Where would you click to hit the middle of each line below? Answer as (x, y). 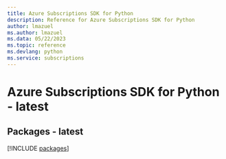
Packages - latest (45, 132)
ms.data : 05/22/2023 (37, 39)
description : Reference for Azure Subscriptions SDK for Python (101, 20)
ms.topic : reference (37, 45)
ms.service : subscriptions (46, 58)
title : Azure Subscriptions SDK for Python (70, 13)
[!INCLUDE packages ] (38, 148)
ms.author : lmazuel (35, 33)
